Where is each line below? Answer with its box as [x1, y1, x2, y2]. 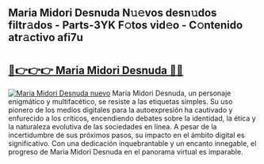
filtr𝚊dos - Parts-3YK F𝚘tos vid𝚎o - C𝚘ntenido [8, 19, 243, 32]
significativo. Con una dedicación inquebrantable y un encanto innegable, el [8, 139, 257, 148]
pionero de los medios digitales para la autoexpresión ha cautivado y [8, 106, 233, 114]
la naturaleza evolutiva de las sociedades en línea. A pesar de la [8, 122, 217, 131]
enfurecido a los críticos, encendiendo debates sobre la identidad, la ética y [8, 114, 256, 123]
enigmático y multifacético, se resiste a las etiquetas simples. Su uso [8, 97, 233, 106]
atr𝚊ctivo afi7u [8, 31, 83, 44]
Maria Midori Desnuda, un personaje [112, 88, 231, 98]
